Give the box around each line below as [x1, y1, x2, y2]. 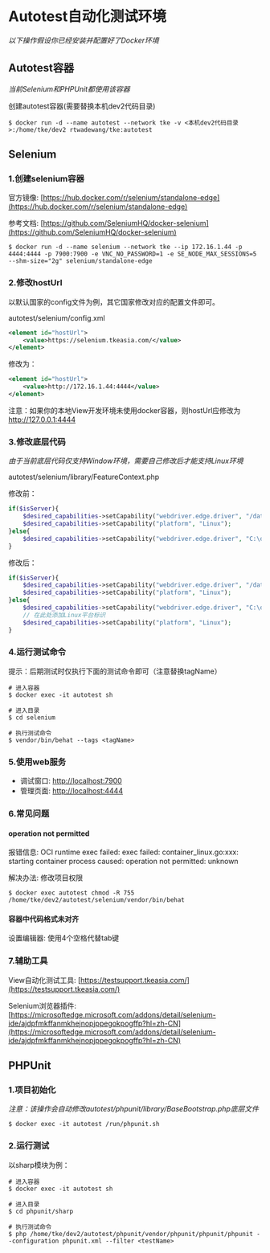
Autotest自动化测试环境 [8, 7, 167, 26]
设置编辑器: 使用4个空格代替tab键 [8, 933, 120, 943]
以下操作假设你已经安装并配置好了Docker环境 [8, 35, 159, 45]
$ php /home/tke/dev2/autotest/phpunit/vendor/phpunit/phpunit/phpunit [8, 1230, 253, 1238]
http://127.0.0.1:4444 [8, 415, 76, 424]
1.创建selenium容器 [8, 174, 84, 185]
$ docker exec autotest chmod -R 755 [8, 889, 135, 897]
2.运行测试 [8, 1140, 50, 1152]
